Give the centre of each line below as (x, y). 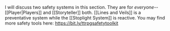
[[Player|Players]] (23, 12)
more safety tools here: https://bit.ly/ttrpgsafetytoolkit (62, 23)
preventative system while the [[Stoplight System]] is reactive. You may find (85, 18)
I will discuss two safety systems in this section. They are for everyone (80, 7)
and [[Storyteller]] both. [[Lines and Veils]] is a (92, 12)
